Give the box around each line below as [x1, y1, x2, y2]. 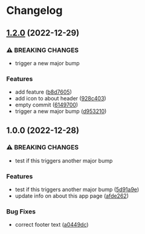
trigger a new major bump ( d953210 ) [14, 108, 107, 115]
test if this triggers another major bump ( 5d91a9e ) [14, 186, 140, 193]
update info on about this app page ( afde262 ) [14, 192, 129, 200]
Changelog [6, 4, 63, 18]
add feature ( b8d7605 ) [14, 88, 72, 96]
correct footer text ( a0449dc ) [14, 221, 89, 229]
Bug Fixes [6, 207, 36, 216]
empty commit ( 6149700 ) [14, 101, 79, 109]
